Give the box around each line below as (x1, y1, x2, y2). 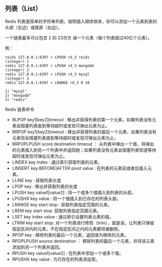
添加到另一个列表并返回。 (12, 244, 63, 250)
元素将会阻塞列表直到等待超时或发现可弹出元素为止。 (12, 135, 118, 141)
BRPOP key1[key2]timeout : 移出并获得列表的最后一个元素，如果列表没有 (12, 129, 157, 134)
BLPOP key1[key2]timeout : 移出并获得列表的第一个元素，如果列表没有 (12, 117, 152, 122)
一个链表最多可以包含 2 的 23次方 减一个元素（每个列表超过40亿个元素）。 (5, 34, 152, 40)
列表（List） (5, 4, 42, 13)
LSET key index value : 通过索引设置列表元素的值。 (12, 214, 114, 219)
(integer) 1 (5, 59, 29, 64)
